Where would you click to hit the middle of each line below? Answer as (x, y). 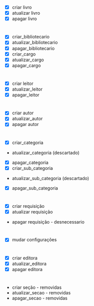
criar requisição (28, 206)
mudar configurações (34, 240)
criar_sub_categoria (32, 168)
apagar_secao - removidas (40, 298)
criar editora (25, 258)
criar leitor (23, 83)
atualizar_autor (27, 119)
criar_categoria (28, 142)
